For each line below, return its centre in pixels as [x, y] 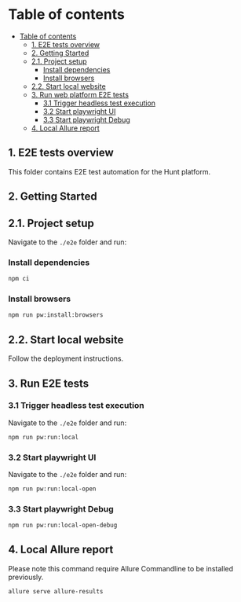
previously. [26, 577]
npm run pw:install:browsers [56, 315]
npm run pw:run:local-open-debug [63, 525]
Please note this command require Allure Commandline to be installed [121, 568]
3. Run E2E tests [49, 383]
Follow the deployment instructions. [66, 358]
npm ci [19, 279]
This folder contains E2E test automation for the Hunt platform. [110, 171]
